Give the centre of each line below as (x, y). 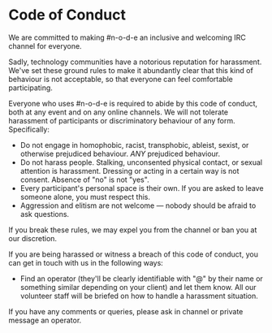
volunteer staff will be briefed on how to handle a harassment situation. (139, 296)
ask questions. (45, 214)
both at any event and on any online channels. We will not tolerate (119, 112)
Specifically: (29, 129)
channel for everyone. (45, 45)
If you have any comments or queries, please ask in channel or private (126, 311)
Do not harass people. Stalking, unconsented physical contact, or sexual (141, 162)
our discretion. (33, 238)
